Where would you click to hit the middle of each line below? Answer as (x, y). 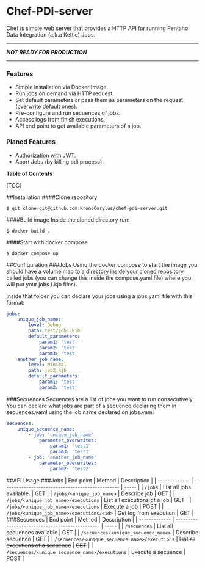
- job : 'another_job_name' (63, 457)
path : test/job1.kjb (54, 331)
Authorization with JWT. (45, 155)
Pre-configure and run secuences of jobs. (68, 113)
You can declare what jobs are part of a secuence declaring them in (92, 406)
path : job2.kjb (48, 371)
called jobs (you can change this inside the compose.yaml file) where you (99, 278)
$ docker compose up (33, 253)
